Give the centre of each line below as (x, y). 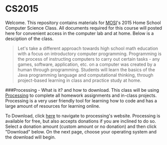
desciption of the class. (29, 39)
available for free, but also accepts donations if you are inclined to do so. (81, 121)
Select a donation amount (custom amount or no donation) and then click (81, 126)
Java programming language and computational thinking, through (85, 75)
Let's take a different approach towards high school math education (88, 48)
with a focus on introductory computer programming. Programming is (90, 54)
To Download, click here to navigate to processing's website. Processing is (83, 115)
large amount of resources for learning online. (53, 106)
